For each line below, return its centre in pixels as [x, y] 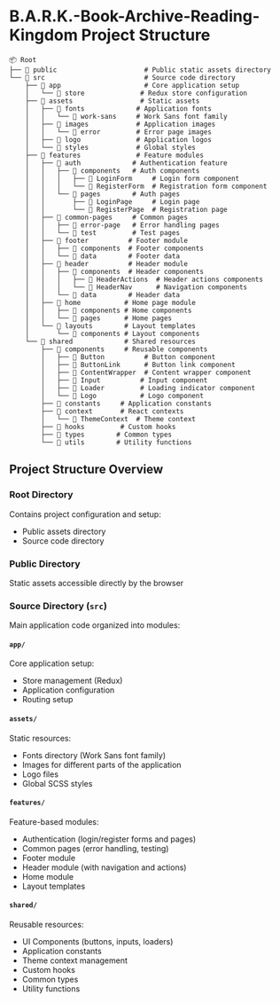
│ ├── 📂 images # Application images [121, 124]
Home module [48, 876]
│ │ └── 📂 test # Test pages [102, 232]
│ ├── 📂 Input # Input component [124, 380]
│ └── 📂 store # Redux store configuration [136, 93]
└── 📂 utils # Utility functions [117, 442]
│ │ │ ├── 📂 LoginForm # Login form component [132, 178]
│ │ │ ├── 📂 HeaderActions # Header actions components [144, 279]
